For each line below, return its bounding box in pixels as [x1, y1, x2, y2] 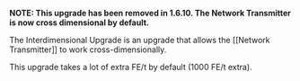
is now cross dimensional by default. [9, 17, 150, 28]
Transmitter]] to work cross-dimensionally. [9, 44, 167, 55]
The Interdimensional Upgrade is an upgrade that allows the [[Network [9, 35, 271, 45]
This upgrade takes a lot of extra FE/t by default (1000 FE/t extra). [9, 62, 253, 72]
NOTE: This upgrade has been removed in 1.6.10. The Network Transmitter [9, 8, 292, 18]
